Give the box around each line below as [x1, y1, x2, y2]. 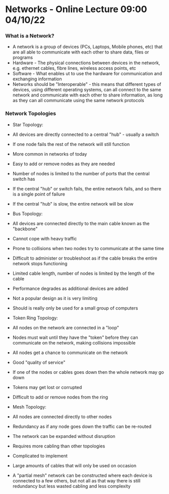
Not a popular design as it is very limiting [12, 295, 97, 301]
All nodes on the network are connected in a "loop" [12, 324, 120, 330]
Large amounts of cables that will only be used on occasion [12, 462, 137, 468]
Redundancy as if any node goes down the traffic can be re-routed [12, 423, 151, 429]
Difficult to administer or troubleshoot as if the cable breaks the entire [12, 255, 157, 261]
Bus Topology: [12, 211, 43, 217]
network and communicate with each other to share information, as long [12, 92, 163, 98]
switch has [12, 176, 35, 182]
